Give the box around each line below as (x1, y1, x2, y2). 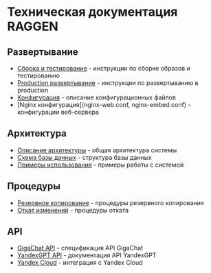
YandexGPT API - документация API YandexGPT (16, 251, 157, 259)
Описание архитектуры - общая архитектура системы (16, 145, 177, 154)
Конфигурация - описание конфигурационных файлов (16, 93, 177, 102)
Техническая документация (7, 4, 178, 20)
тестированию (16, 71, 60, 80)
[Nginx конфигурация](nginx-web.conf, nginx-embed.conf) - (16, 101, 191, 108)
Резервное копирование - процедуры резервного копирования (16, 198, 204, 206)
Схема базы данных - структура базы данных (16, 153, 153, 161)
